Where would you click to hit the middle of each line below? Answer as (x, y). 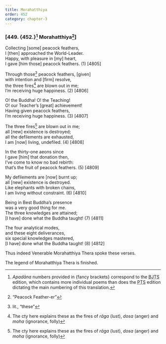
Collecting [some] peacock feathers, (42, 48)
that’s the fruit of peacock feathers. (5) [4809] (52, 168)
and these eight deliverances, (35, 233)
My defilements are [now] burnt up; (41, 177)
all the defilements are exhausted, (40, 137)
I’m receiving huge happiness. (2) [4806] (47, 91)
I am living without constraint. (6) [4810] (46, 193)
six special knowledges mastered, (40, 238)
